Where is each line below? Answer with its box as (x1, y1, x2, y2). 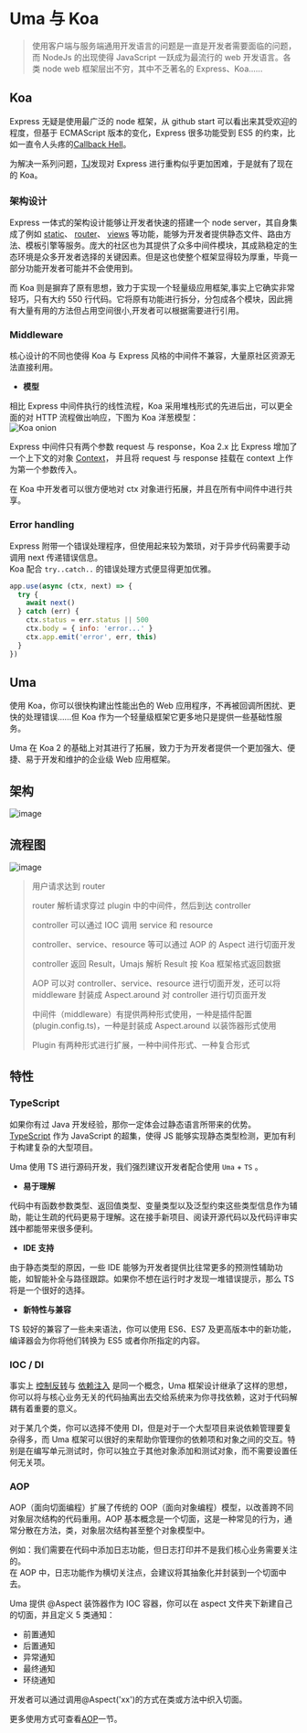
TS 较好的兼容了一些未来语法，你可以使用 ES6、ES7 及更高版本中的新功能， (9, 1323, 297, 1334)
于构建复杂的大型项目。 (9, 1141, 98, 1152)
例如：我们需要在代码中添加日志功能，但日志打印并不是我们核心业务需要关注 (9, 1545, 298, 1556)
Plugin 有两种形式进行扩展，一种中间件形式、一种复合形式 (31, 1039, 250, 1050)
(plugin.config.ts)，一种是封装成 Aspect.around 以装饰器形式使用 (31, 1020, 277, 1031)
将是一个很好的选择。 (9, 1284, 90, 1295)
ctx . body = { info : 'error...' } (26, 624, 153, 634)
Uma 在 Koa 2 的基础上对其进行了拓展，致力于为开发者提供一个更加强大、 (9, 743, 288, 754)
